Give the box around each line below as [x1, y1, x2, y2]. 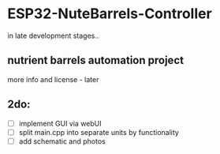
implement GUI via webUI [18, 118, 102, 128]
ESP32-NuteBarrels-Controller [7, 5, 212, 23]
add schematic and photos [18, 136, 106, 146]
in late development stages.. [7, 31, 99, 40]
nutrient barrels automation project [7, 54, 185, 67]
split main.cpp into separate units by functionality [18, 127, 179, 137]
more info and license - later [7, 74, 99, 84]
